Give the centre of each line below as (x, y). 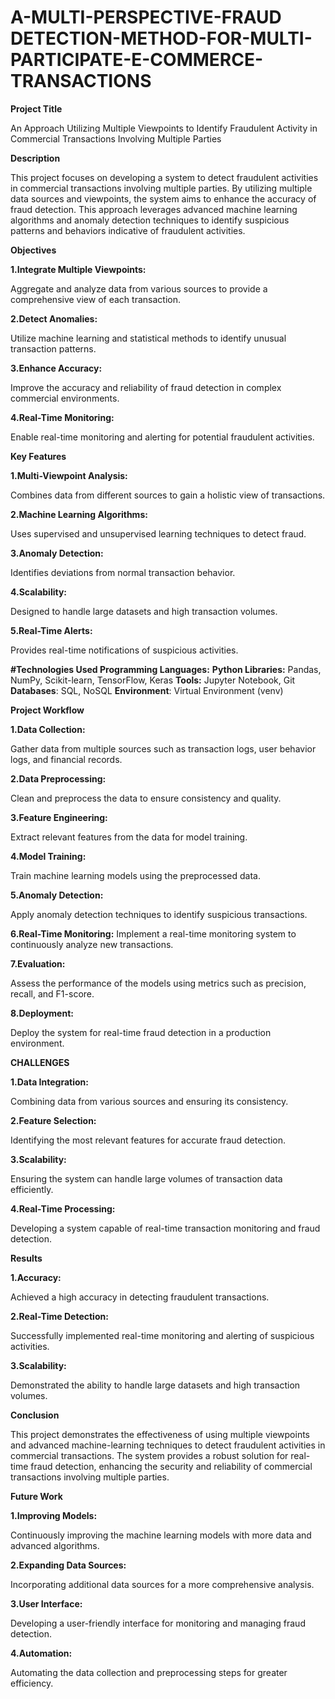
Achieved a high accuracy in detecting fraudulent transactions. (140, 1297)
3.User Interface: (46, 1603)
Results (26, 1258)
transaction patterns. (53, 348)
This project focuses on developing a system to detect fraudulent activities (164, 177)
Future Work (36, 1496)
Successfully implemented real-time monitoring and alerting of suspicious (162, 1335)
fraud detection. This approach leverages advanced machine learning (154, 209)
